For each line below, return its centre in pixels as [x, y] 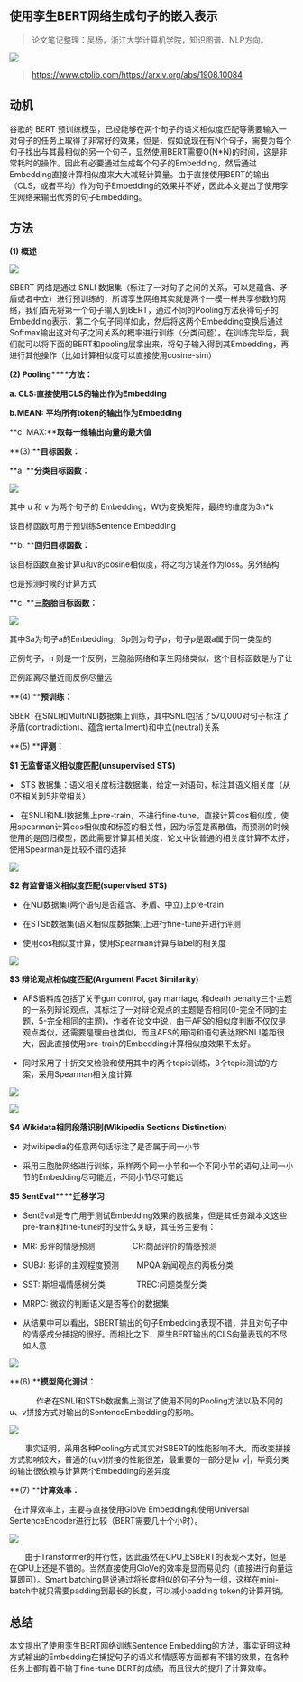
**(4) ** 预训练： [41, 697]
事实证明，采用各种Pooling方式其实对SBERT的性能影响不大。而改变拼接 [158, 1449]
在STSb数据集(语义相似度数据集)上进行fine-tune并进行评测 [132, 924]
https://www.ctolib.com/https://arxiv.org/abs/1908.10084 [137, 74]
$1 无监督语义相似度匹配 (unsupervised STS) [92, 766]
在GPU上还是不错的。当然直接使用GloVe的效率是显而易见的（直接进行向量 [147, 1568]
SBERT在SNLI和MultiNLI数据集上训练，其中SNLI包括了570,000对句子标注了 [150, 716]
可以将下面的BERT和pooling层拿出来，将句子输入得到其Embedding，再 [157, 344]
